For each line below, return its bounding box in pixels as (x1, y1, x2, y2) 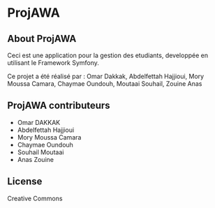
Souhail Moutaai (17, 148, 64, 156)
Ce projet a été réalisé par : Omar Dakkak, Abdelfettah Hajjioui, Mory (7, 72, 205, 80)
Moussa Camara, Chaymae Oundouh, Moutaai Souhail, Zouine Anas (7, 80, 202, 88)
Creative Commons (7, 194, 63, 202)
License (7, 176, 43, 188)
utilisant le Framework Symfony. (7, 59, 100, 67)
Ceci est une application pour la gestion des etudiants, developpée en (7, 51, 208, 59)
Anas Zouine (17, 155, 54, 163)
